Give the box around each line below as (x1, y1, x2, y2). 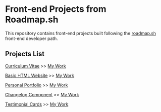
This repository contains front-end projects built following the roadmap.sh (5, 30, 156, 36)
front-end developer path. (5, 36, 58, 41)
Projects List (5, 50, 45, 58)
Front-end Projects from (5, 3, 107, 15)
